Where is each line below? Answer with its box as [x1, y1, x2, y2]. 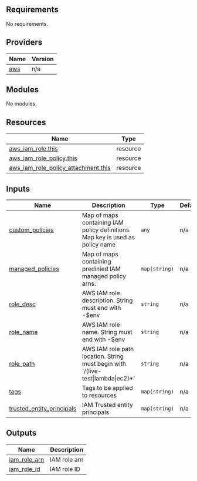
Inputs [6, 183, 30, 193]
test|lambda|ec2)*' [81, 375, 135, 383]
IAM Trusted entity [81, 401, 133, 409]
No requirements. [6, 20, 49, 27]
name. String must [81, 328, 133, 336]
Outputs [6, 428, 37, 438]
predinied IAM [81, 265, 121, 273]
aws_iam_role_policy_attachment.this [9, 164, 111, 172]
